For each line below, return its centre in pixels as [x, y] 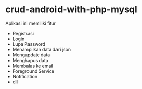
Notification [25, 76]
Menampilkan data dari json [42, 49]
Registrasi [23, 33]
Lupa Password [29, 44]
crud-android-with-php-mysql [71, 9]
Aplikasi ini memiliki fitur [31, 23]
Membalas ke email [33, 66]
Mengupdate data [31, 55]
